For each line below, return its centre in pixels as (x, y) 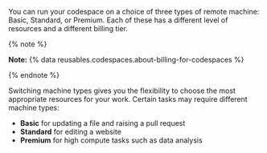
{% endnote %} (34, 75)
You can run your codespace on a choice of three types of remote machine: (134, 12)
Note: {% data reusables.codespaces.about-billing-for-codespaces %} (126, 60)
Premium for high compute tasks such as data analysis (111, 140)
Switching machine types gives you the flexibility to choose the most (122, 91)
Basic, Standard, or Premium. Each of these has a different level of (118, 20)
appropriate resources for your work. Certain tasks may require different (128, 99)
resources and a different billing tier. (68, 28)
